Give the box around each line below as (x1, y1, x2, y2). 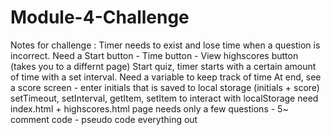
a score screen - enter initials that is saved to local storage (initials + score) (10, 81, 320, 93)
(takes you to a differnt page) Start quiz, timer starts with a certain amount (10, 60, 317, 72)
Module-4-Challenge (10, 6, 190, 29)
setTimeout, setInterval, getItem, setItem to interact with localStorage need (10, 92, 319, 104)
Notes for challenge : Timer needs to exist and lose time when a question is (10, 39, 321, 51)
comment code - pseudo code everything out (10, 113, 198, 125)
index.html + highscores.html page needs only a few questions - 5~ (10, 102, 289, 115)
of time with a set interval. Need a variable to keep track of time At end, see (10, 71, 322, 83)
